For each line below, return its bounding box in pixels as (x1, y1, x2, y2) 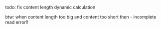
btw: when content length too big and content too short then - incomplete (5, 14, 157, 19)
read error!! (5, 19, 29, 25)
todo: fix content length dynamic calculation (5, 4, 96, 10)
